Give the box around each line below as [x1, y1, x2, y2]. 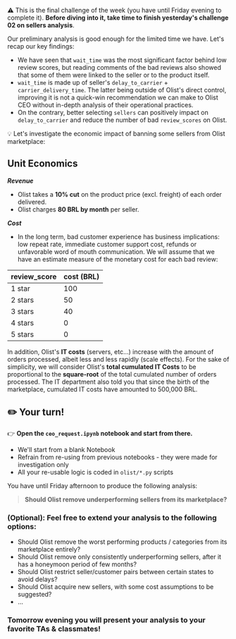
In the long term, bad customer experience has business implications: [17, 232, 220, 241]
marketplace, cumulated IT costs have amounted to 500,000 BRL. [7, 384, 198, 394]
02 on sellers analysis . [7, 21, 75, 29]
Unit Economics [7, 158, 78, 170]
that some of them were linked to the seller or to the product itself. [17, 71, 210, 79]
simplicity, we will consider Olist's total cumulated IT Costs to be [7, 363, 197, 371]
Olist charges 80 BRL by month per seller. [17, 205, 139, 214]
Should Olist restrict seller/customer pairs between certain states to [17, 567, 214, 576]
